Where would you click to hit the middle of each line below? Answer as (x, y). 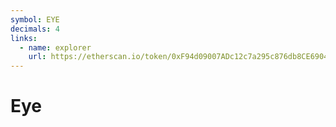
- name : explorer (55, 47)
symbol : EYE (35, 19)
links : (24, 38)
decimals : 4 (35, 29)
